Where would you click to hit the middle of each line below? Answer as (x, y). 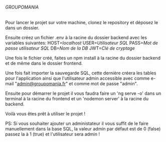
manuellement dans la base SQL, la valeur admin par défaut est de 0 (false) (83, 129)
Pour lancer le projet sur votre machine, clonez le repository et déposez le (82, 23)
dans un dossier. (22, 28)
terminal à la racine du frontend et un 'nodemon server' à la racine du (77, 99)
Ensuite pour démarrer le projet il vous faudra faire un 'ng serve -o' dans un (83, 93)
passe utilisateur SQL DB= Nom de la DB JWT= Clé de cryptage (70, 48)
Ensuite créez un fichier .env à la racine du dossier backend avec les (76, 38)
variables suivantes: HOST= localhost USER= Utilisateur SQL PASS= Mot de (81, 43)
